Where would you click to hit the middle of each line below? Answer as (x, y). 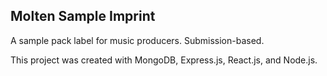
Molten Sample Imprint (83, 16)
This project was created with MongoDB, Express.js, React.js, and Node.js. (164, 60)
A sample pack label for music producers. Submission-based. (137, 40)
